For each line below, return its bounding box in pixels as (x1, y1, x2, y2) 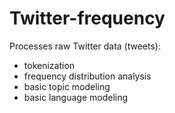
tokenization (23, 59, 76, 71)
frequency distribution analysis (23, 70, 152, 82)
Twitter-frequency (9, 7, 166, 30)
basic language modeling (23, 91, 129, 103)
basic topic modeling (23, 80, 111, 92)
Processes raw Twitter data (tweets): (9, 40, 162, 52)
